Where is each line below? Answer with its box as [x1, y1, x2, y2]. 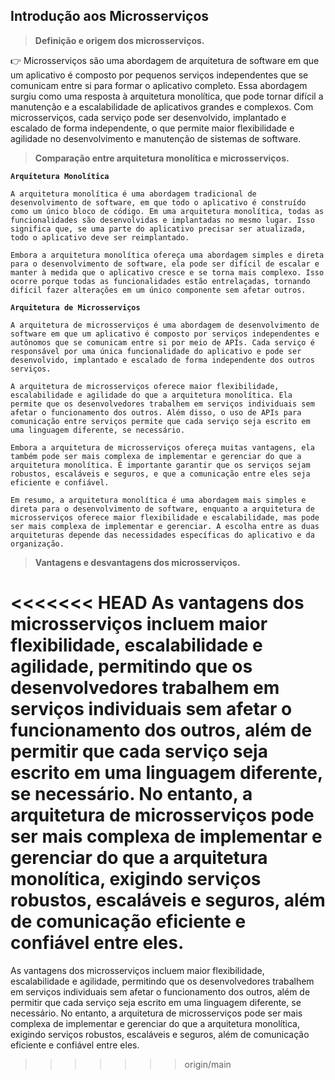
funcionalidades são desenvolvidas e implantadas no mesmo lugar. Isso [10, 215, 315, 225]
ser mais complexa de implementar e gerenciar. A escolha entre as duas [10, 521, 320, 531]
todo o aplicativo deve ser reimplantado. [10, 232, 190, 243]
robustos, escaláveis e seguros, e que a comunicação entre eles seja [10, 469, 311, 479]
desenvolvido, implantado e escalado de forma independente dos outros [10, 355, 315, 365]
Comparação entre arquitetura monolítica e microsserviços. [34, 152, 290, 164]
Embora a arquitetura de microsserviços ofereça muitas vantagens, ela [10, 442, 315, 453]
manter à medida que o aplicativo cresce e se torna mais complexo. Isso [10, 267, 325, 278]
